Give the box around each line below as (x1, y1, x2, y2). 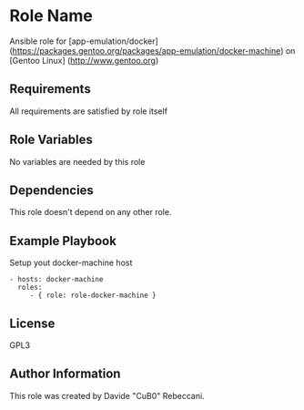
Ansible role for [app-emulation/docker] (9, 36, 159, 46)
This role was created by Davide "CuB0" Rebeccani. (9, 390, 205, 401)
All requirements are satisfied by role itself (9, 106, 168, 117)
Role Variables (9, 132, 93, 148)
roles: (17, 283, 43, 292)
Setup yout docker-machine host (9, 257, 133, 269)
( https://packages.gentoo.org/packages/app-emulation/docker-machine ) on (9, 45, 296, 56)
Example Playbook (9, 233, 117, 249)
